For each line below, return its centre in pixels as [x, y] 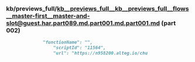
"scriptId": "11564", [80, 48]
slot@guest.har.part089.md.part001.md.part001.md [83, 23]
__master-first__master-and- [48, 16]
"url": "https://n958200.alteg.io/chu [100, 53]
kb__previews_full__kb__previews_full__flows [123, 9]
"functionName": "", [68, 42]
